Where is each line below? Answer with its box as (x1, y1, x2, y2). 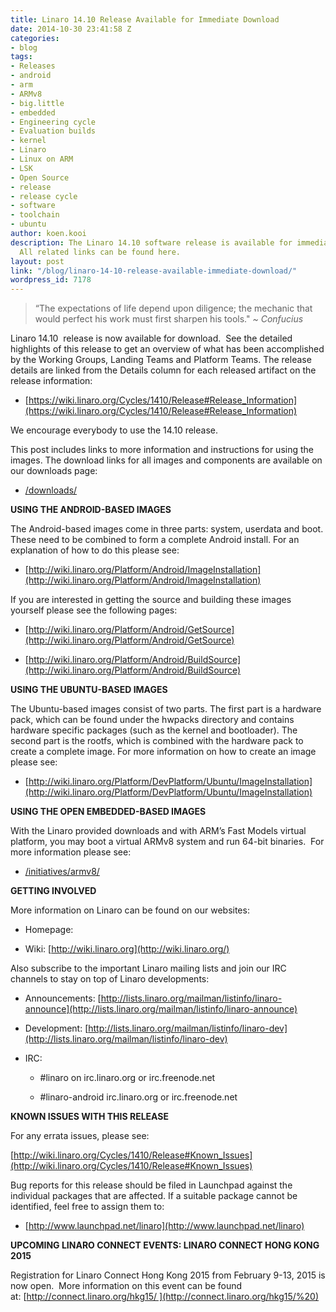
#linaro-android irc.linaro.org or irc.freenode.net (39, 1091, 238, 1103)
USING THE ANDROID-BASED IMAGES (10, 504, 172, 516)
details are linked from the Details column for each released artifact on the (10, 364, 317, 376)
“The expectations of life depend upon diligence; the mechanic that (34, 302, 313, 315)
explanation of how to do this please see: (10, 544, 180, 556)
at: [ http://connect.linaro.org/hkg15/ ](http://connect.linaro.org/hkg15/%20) (10, 1291, 320, 1303)
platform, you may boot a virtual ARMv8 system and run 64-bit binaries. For (10, 836, 325, 848)
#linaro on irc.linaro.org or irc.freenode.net (39, 1072, 216, 1084)
